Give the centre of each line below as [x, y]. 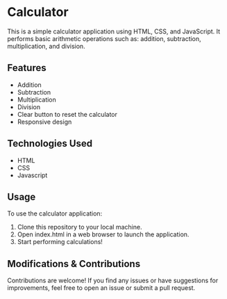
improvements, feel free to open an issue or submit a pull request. [101, 288]
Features [27, 68]
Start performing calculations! [60, 242]
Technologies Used [50, 144]
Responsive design [44, 122]
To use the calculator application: [55, 213]
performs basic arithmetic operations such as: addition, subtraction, [104, 38]
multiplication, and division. [46, 46]
